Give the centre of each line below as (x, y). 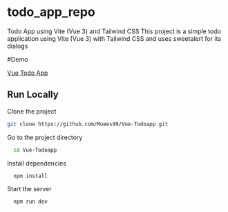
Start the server (29, 189)
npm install (31, 176)
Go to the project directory (45, 137)
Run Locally (33, 95)
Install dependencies (37, 163)
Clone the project (32, 111)
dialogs (18, 46)
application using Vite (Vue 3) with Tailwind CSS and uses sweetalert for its (114, 38)
